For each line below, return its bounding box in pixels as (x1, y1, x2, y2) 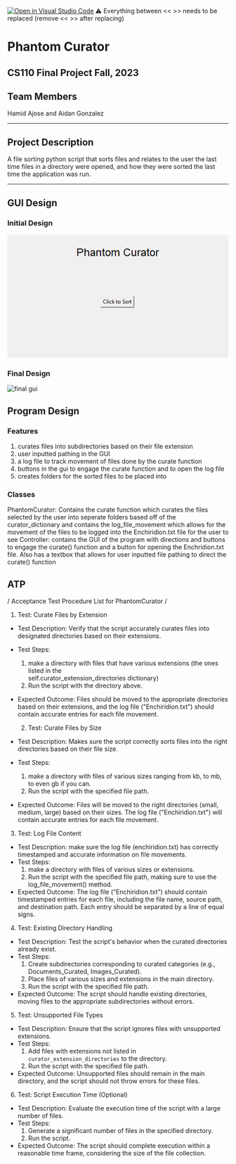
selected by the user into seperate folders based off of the (7, 513, 176, 521)
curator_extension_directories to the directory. (27, 1054, 167, 1063)
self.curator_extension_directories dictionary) (27, 673, 159, 682)
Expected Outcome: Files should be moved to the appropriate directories (17, 695, 228, 703)
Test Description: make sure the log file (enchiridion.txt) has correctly (17, 842, 219, 851)
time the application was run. (7, 170, 91, 179)
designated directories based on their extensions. (17, 631, 162, 640)
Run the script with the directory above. (27, 681, 143, 690)
